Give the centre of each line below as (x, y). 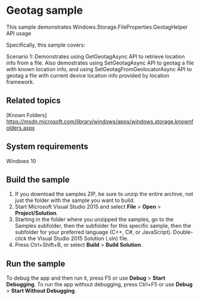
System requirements (47, 147)
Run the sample (36, 264)
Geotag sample (45, 10)
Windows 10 (21, 161)
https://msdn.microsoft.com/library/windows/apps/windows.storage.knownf (100, 121)
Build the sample (38, 180)
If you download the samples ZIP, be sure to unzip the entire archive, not (104, 194)
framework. (20, 82)
